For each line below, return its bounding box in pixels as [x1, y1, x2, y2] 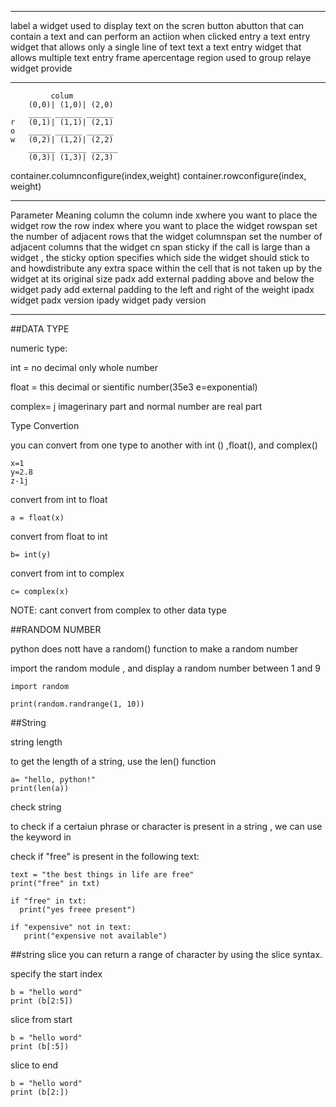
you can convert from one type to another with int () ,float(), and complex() [10, 439, 318, 451]
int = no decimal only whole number [10, 362, 158, 373]
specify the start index [10, 968, 103, 980]
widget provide [10, 62, 73, 74]
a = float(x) [10, 513, 65, 523]
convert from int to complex [10, 567, 125, 579]
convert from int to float [10, 494, 108, 505]
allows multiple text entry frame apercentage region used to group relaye [10, 52, 312, 63]
